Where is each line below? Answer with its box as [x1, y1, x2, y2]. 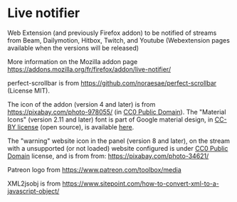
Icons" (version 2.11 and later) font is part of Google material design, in [7, 115, 214, 124]
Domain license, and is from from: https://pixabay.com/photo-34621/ [7, 151, 209, 160]
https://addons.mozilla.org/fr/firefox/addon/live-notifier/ [7, 65, 172, 73]
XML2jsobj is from [7, 179, 61, 188]
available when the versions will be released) [7, 43, 139, 52]
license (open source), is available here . [17, 122, 135, 131]
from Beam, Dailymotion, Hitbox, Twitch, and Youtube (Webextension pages [7, 36, 230, 44]
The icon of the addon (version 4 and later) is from [7, 100, 156, 108]
